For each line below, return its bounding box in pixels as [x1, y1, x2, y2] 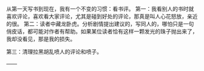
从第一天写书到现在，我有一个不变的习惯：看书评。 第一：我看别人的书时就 [6, 5, 194, 12]
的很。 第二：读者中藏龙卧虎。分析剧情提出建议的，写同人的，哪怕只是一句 [6, 20, 194, 27]
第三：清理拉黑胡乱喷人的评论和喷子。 [6, 48, 102, 55]
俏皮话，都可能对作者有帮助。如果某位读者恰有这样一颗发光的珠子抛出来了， [6, 28, 198, 35]
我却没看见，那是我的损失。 [6, 35, 76, 42]
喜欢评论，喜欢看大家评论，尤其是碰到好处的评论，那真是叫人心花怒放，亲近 [6, 13, 198, 20]
